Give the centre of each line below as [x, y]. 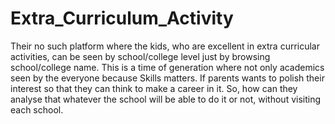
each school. [37, 109]
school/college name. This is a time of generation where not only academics [167, 67]
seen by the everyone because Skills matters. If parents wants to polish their [167, 78]
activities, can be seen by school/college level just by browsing [140, 56]
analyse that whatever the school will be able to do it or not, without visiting [166, 99]
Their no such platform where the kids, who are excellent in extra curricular [165, 46]
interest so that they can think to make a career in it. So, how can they [154, 88]
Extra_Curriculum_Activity [122, 18]
